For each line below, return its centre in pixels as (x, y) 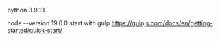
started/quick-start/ (35, 30)
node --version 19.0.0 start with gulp (59, 23)
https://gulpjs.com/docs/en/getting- (162, 23)
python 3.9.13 (26, 10)
